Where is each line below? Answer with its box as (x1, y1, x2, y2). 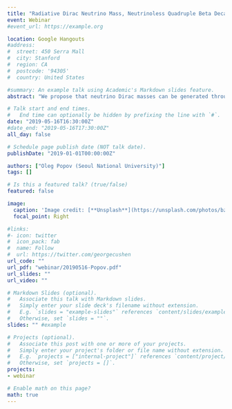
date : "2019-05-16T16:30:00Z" (7, 118, 95, 125)
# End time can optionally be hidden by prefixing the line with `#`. (7, 112, 221, 119)
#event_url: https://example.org (7, 23, 104, 30)
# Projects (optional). (7, 334, 76, 341)
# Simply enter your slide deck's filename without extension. (7, 302, 199, 310)
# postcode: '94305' (7, 67, 70, 75)
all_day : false (7, 131, 51, 138)
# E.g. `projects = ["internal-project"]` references (7, 353, 171, 360)
